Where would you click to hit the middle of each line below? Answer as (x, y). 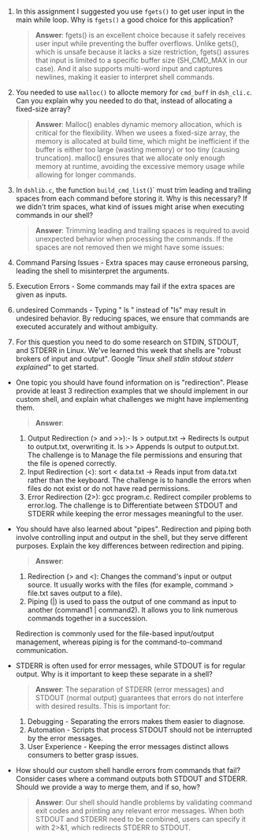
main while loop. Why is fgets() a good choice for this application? (124, 20)
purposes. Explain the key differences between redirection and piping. (130, 546)
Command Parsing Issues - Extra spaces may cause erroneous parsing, (132, 262)
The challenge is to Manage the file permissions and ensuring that (135, 455)
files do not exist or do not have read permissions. (109, 488)
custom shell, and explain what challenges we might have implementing (132, 399)
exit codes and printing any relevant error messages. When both (139, 811)
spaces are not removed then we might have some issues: (130, 247)
